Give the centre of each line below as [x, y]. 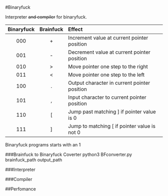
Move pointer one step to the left [106, 75]
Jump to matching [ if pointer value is [112, 126]
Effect [75, 29]
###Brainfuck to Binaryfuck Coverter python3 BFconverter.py [69, 154]
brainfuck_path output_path [34, 160]
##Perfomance [20, 189]
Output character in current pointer [109, 83]
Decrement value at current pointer [109, 52]
